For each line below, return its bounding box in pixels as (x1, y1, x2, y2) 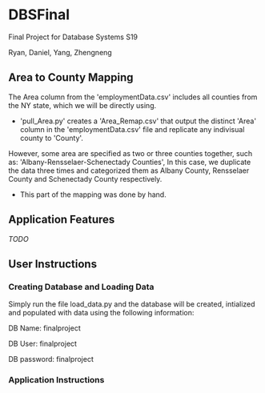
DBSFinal (8, 6, 70, 24)
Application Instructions (8, 375, 105, 386)
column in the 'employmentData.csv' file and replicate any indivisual (19, 124, 245, 134)
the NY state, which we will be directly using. (8, 100, 157, 110)
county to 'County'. (19, 133, 84, 142)
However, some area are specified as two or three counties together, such (8, 148, 253, 158)
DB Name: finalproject (8, 323, 82, 333)
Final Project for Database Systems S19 (8, 32, 139, 42)
